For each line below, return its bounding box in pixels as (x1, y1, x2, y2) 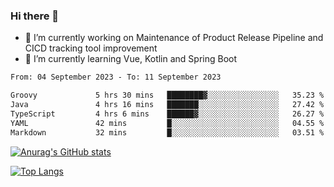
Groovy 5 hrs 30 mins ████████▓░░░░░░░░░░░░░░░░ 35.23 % (10, 90, 325, 101)
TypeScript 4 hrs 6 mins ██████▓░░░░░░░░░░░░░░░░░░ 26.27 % (10, 109, 325, 119)
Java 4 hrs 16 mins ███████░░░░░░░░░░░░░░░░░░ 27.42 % (10, 100, 325, 110)
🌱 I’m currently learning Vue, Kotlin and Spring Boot (24, 53, 238, 65)
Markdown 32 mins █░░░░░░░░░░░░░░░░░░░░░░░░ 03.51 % (10, 127, 325, 138)
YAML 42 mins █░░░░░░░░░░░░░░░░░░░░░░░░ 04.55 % (10, 118, 325, 128)
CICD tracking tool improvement (24, 42, 158, 54)
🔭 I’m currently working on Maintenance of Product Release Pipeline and (24, 32, 324, 44)
